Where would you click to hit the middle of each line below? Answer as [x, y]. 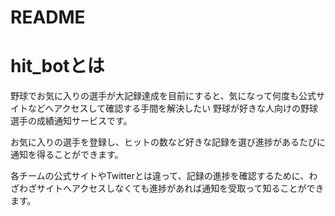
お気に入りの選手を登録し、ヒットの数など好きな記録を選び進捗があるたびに [168, 142]
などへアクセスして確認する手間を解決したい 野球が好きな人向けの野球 [173, 108]
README [48, 17]
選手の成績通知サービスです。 [71, 121]
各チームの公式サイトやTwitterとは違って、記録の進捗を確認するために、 [160, 176]
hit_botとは [57, 66]
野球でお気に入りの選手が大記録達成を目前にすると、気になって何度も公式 [163, 96]
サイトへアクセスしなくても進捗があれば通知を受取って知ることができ [180, 188]
